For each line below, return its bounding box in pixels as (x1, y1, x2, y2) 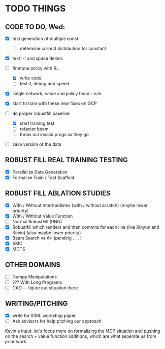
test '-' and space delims (12, 55, 63, 62)
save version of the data (12, 141, 62, 147)
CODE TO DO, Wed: (5, 23, 66, 31)
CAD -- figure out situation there (12, 284, 78, 291)
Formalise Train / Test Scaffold (12, 174, 75, 180)
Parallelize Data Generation (12, 169, 68, 175)
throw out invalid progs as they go (19, 131, 89, 137)
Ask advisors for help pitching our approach (12, 318, 102, 324)
